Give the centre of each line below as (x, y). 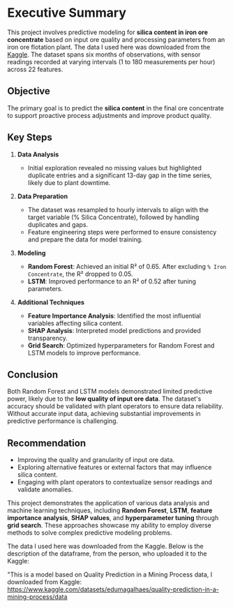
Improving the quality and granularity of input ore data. (96, 460)
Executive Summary (67, 13)
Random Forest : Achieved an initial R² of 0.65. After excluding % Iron (127, 266)
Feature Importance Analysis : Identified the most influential (114, 316)
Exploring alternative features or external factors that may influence (114, 467)
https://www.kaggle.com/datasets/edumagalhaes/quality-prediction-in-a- (113, 590)
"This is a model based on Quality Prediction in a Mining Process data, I (110, 574)
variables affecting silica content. (75, 323)
